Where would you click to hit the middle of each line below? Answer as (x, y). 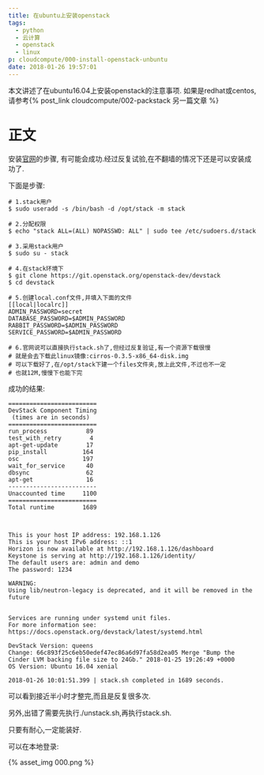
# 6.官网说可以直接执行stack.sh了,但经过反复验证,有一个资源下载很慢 (109, 348)
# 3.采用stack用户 (36, 246)
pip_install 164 (51, 452)
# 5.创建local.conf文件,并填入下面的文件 (70, 297)
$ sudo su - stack (38, 253)
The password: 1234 (40, 569)
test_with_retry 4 (51, 438)
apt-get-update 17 (51, 445)
